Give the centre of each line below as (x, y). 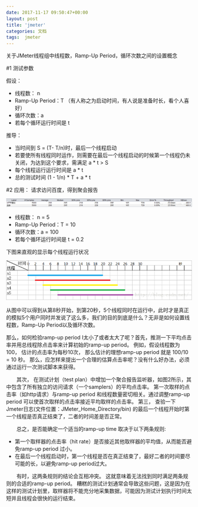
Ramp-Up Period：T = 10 (45, 225)
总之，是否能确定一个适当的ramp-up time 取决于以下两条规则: (91, 429)
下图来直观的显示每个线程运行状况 (47, 252)
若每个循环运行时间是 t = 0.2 (49, 240)
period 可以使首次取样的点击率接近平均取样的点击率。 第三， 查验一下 (91, 401)
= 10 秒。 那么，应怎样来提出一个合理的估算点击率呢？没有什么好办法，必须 (98, 359)
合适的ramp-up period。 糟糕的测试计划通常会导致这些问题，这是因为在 (103, 483)
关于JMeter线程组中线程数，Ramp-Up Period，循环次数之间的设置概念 (92, 55)
